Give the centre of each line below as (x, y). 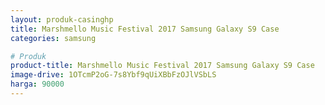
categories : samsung (53, 38)
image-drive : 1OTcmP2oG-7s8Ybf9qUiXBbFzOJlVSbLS (113, 75)
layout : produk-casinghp (62, 19)
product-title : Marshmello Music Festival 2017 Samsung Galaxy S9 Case (162, 66)
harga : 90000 (37, 84)
